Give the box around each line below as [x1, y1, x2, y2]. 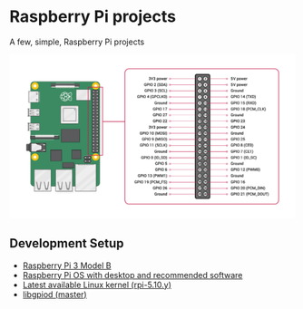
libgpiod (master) [22, 288, 88, 300]
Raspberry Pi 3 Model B [22, 260, 112, 271]
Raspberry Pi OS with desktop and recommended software [22, 269, 243, 280]
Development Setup [9, 236, 124, 251]
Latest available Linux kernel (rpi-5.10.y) [22, 279, 172, 290]
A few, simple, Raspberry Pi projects [9, 36, 145, 47]
